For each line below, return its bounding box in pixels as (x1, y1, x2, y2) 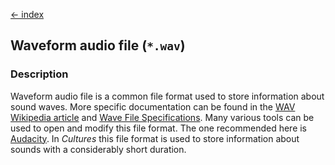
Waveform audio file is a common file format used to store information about (10, 90, 325, 102)
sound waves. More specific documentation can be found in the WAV (10, 100, 296, 113)
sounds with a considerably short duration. (10, 143, 187, 155)
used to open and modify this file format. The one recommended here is (10, 122, 308, 134)
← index (10, 9, 45, 20)
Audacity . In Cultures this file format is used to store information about (10, 132, 300, 144)
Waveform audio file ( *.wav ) (10, 37, 186, 54)
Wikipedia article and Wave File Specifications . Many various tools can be (10, 111, 315, 123)
